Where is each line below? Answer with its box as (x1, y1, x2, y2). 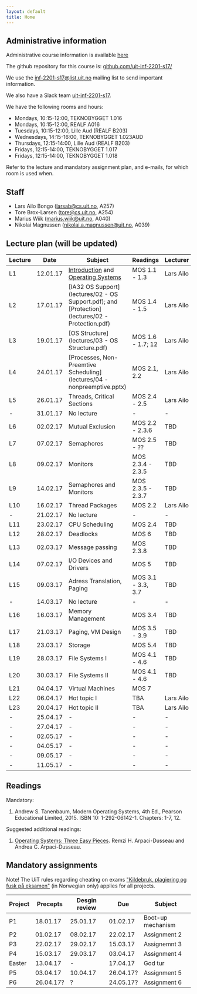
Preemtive (68, 360, 97, 368)
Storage (68, 641, 91, 649)
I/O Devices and (68, 556, 113, 564)
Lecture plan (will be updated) (6, 238, 118, 248)
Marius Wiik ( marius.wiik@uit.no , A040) (14, 215, 111, 222)
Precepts (37, 900, 63, 908)
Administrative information (6, 36, 107, 46)
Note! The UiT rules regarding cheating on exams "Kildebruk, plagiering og (6, 876, 187, 883)
